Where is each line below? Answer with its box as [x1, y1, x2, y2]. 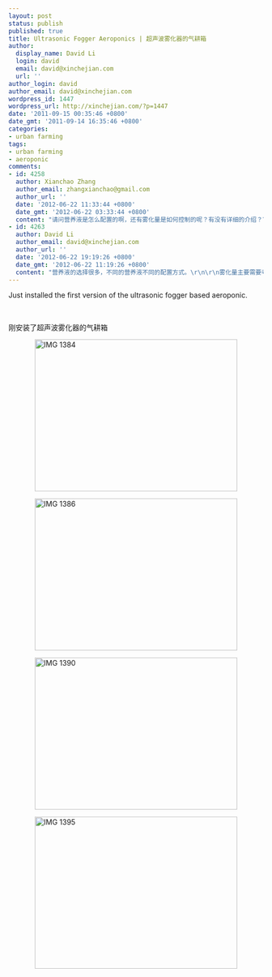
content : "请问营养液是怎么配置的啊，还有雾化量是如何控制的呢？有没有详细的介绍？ [15, 216, 263, 224]
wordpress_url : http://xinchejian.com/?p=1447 [8, 102, 168, 110]
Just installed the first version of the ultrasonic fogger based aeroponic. [8, 290, 249, 300]
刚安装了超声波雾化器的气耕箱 [8, 323, 108, 332]
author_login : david [8, 79, 79, 88]
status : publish [8, 19, 63, 28]
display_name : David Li [15, 49, 96, 58]
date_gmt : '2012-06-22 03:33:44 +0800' [15, 208, 151, 216]
